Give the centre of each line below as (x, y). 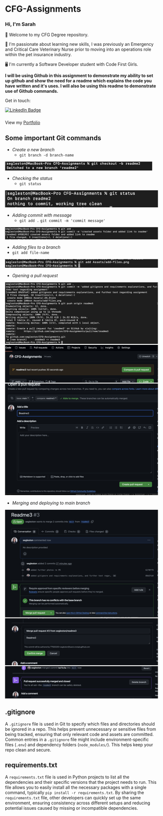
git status (30, 184)
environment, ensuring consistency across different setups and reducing (78, 803)
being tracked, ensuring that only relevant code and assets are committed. (79, 734)
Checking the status (32, 179)
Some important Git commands (53, 138)
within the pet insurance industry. (38, 55)
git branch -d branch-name (47, 155)
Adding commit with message (42, 215)
